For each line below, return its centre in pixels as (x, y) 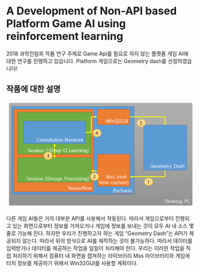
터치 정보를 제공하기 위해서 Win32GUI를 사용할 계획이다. (72, 263)
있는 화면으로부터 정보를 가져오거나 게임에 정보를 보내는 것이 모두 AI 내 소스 (100, 225)
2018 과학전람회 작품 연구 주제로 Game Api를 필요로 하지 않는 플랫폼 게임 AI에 (97, 53)
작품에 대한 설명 (33, 89)
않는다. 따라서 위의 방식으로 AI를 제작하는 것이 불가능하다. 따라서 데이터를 (107, 240)
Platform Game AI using (66, 24)
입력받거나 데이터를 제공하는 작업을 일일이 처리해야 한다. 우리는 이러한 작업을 (96, 248)
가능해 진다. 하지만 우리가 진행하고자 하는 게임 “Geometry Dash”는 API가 (102, 233)
